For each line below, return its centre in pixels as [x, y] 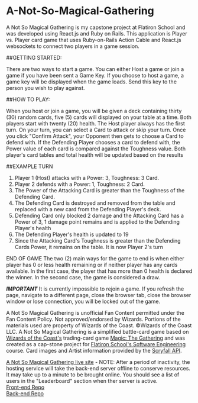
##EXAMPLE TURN [30, 166]
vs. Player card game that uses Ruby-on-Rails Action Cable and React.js [94, 40]
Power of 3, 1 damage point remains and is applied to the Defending [97, 222]
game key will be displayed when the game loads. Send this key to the [92, 82]
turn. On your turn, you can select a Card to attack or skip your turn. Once [96, 130]
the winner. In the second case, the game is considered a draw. [83, 277]
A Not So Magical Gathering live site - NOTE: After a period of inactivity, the [98, 362]
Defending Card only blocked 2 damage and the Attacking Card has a [99, 215]
